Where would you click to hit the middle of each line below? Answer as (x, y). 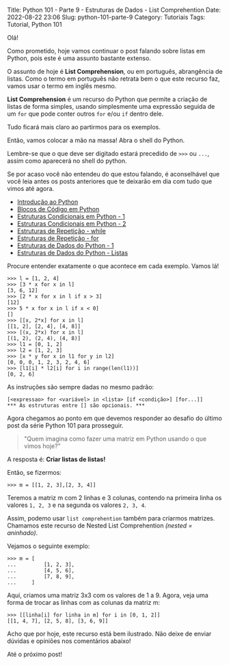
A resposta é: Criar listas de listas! (56, 459)
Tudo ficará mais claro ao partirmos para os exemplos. (84, 127)
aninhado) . (23, 533)
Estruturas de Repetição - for (58, 238)
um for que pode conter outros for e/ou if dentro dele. (85, 114)
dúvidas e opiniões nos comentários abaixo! (69, 641)
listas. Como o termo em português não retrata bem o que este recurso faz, (113, 79)
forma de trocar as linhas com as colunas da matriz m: (84, 602)
